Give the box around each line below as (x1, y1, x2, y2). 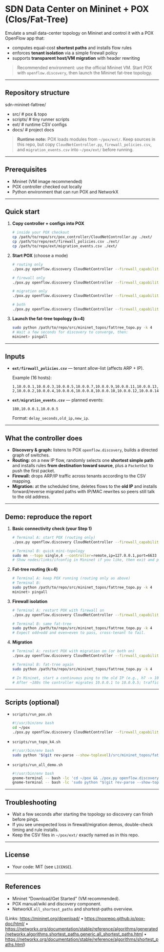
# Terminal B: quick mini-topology (12, 548, 85, 553)
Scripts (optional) (5, 698, 60, 706)
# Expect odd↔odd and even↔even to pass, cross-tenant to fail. (12, 630, 146, 635)
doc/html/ (5, 921, 25, 927)
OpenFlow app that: (5, 35, 45, 41)
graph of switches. (12, 452, 50, 458)
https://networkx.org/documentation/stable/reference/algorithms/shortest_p (5, 936, 159, 942)
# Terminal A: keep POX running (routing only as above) (12, 576, 131, 581)
